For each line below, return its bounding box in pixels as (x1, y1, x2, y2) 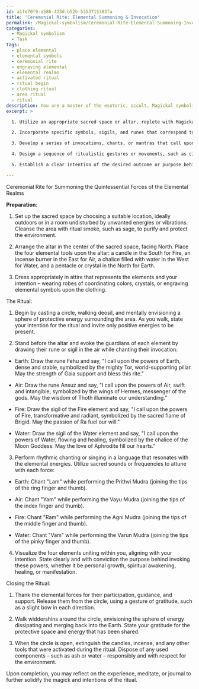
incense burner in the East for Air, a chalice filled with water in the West (14, 255, 190, 263)
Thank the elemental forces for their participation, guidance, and (14, 591, 173, 598)
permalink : (6, 20, 33, 26)
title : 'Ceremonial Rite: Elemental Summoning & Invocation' (6, 14, 161, 20)
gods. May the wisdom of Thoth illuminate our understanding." (14, 394, 168, 401)
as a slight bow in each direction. (14, 603, 96, 611)
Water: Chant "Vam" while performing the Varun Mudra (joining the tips (14, 531, 188, 538)
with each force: (14, 466, 55, 473)
